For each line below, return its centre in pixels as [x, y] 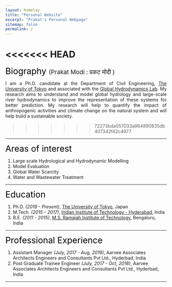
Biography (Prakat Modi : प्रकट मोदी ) [60, 71]
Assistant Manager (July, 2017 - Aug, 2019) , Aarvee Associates [79, 253]
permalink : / [19, 29]
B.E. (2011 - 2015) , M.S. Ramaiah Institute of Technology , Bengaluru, [84, 218]
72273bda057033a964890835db [130, 126]
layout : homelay [23, 10]
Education [26, 194]
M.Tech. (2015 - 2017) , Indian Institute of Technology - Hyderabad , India [89, 212]
